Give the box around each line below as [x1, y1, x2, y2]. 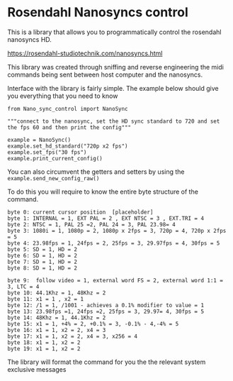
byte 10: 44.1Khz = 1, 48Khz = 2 [7, 289, 106, 297]
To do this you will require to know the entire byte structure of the [7, 187, 198, 196]
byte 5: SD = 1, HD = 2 [7, 245, 78, 253]
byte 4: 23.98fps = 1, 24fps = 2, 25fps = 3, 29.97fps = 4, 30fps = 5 [7, 239, 220, 247]
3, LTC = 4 [7, 283, 40, 290]
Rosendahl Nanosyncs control [7, 4, 189, 21]
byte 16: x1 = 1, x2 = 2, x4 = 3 [7, 326, 106, 333]
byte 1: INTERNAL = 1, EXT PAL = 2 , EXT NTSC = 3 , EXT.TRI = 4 [7, 214, 204, 222]
